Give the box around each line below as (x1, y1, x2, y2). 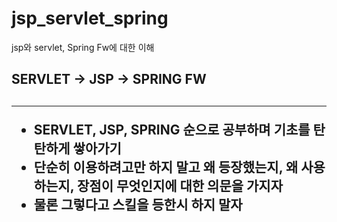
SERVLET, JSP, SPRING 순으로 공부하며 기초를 (33, 121, 311, 138)
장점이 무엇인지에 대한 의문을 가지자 (76, 177, 283, 194)
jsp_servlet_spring (11, 7, 169, 30)
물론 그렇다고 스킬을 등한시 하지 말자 (33, 196, 243, 213)
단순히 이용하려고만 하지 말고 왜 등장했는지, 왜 (33, 158, 299, 176)
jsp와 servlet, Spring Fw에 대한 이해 (11, 41, 155, 53)
